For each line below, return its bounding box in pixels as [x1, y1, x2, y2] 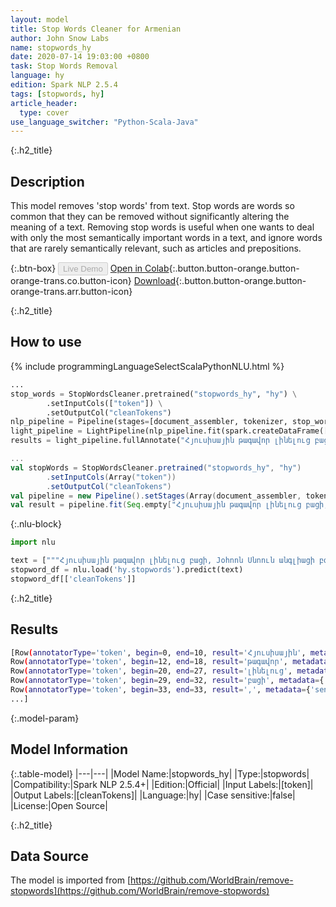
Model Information [10, 741, 129, 758]
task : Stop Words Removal [10, 61, 118, 71]
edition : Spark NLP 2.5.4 [10, 80, 118, 90]
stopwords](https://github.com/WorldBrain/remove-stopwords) [10, 885, 270, 897]
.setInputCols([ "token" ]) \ [46, 398, 163, 408]
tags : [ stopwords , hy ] [10, 89, 105, 99]
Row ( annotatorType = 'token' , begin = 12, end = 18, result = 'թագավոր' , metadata [10, 657, 329, 667]
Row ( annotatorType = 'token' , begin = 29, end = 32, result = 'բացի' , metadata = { [10, 676, 325, 686]
